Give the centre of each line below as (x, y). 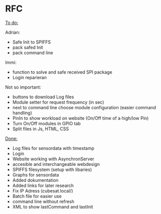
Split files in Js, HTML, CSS (40, 129)
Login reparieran (29, 77)
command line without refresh (43, 201)
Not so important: (23, 87)
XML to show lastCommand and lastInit (53, 206)
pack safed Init (28, 47)
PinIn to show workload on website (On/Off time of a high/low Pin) (80, 118)
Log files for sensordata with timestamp (53, 148)
